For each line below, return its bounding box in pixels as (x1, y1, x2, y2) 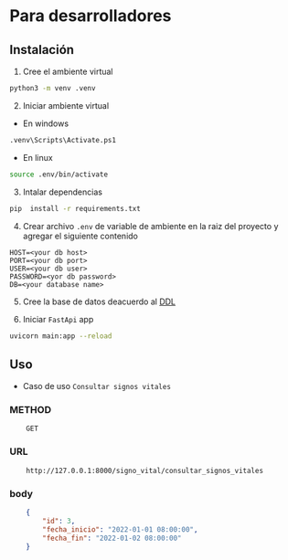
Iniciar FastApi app (22, 313, 94, 324)
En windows (22, 118, 69, 129)
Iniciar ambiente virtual (22, 100, 110, 111)
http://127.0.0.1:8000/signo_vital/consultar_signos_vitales (26, 466, 263, 475)
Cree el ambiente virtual (22, 66, 113, 77)
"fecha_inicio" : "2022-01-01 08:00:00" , (42, 524, 198, 534)
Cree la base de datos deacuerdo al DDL (22, 296, 176, 307)
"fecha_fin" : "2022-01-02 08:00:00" (42, 534, 182, 543)
